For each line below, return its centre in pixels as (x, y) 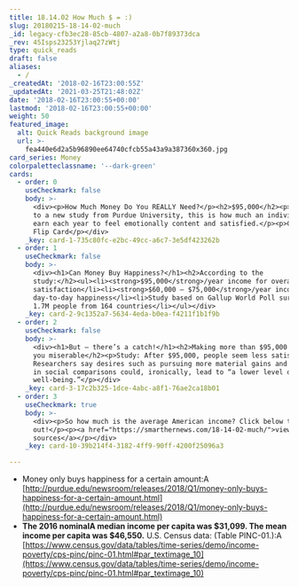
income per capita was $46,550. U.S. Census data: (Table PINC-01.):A (152, 536)
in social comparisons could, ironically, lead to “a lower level (158, 372)
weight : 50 (29, 116)
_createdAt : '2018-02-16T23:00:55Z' (77, 83)
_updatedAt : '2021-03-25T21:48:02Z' (77, 91)
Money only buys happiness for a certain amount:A (115, 479)
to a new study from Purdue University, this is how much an (148, 215)
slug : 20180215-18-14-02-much (65, 26)
